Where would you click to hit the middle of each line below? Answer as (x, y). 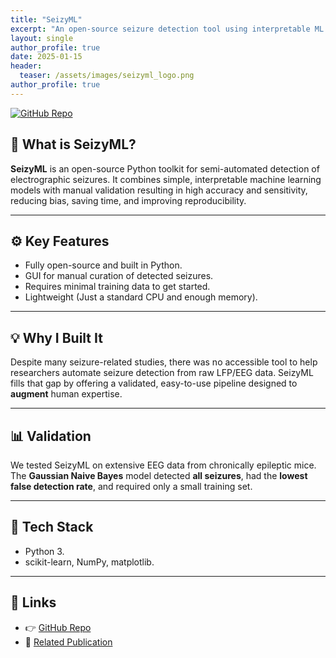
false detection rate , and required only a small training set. (131, 486)
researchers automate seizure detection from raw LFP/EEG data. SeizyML (162, 373)
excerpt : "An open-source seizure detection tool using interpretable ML (167, 29)
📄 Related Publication (68, 642)
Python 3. (44, 551)
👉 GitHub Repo (58, 627)
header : (26, 66)
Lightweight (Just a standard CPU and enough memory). (141, 297)
